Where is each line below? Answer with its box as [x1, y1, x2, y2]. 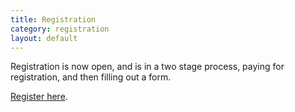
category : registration [10, 24, 110, 34]
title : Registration [10, 14, 97, 25]
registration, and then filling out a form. [10, 71, 172, 83]
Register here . [10, 91, 68, 103]
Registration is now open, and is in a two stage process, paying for [10, 61, 285, 73]
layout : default [10, 33, 78, 43]
